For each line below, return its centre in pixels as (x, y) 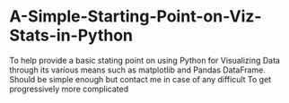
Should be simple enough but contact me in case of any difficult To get (140, 79)
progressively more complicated (69, 89)
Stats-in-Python (71, 35)
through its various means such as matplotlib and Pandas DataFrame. (138, 70)
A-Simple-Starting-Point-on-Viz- (136, 17)
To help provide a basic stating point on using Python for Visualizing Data (145, 60)
